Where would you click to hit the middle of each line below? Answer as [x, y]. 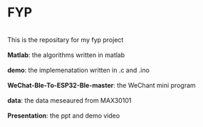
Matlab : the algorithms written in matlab [66, 55]
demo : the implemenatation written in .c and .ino [78, 70]
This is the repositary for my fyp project [66, 39]
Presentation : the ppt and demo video [64, 116]
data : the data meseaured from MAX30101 [69, 100]
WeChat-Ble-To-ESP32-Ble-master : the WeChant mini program [101, 85]
